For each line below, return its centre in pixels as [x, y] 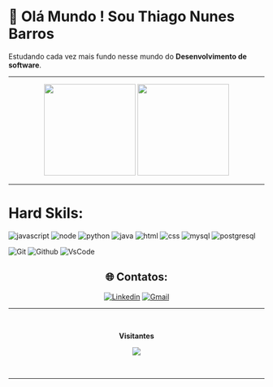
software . [25, 65]
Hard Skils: [46, 213]
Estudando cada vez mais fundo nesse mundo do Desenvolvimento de [128, 56]
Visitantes [136, 336]
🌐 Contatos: [136, 277]
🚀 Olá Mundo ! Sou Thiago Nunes [122, 17]
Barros [31, 34]
